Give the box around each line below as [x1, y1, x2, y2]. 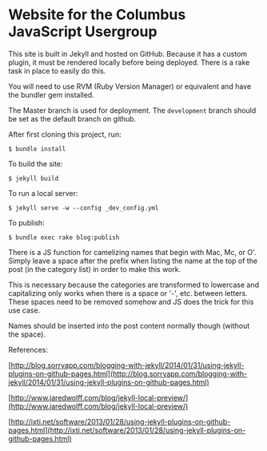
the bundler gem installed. [8, 90, 94, 99]
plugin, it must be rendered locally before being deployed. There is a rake [8, 58, 250, 67]
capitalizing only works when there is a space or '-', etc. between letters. [8, 288, 248, 297]
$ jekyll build [8, 174, 59, 182]
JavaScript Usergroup [8, 22, 157, 41]
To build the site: [8, 158, 63, 169]
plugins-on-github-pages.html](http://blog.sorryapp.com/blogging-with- [8, 369, 248, 378]
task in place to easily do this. [8, 66, 106, 75]
